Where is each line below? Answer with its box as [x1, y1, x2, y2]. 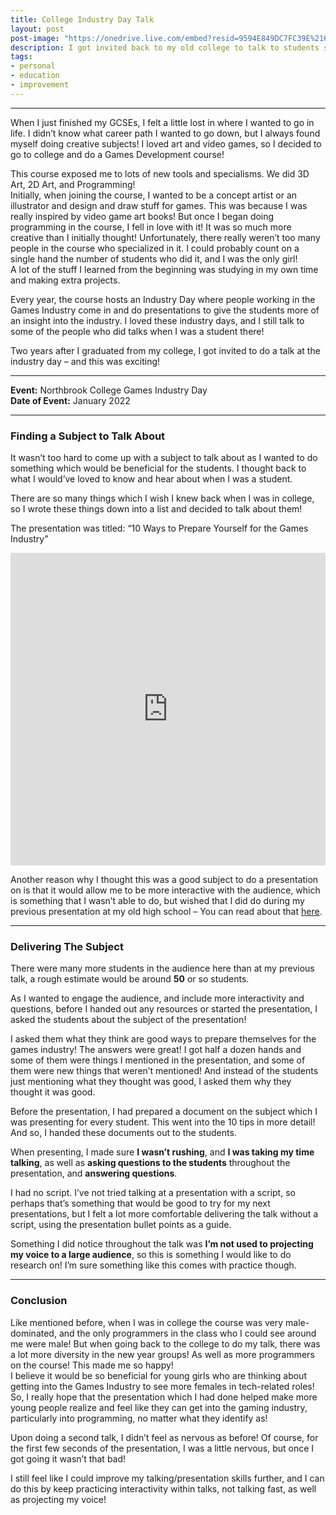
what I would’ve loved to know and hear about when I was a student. [10, 473, 293, 485]
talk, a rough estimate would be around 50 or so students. [10, 973, 250, 985]
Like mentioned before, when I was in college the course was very [10, 1316, 284, 1328]
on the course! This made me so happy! [10, 1359, 174, 1371]
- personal [10, 61, 56, 71]
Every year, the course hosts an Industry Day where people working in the [10, 293, 316, 305]
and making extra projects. [10, 274, 121, 286]
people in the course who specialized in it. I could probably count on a [10, 242, 300, 254]
